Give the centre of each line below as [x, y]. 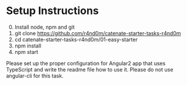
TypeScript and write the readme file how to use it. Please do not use [90, 69]
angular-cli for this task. [35, 76]
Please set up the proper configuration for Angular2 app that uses [86, 63]
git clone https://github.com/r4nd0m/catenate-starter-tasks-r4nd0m [98, 33]
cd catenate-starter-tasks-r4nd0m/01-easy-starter [76, 39]
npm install [28, 46]
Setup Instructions [52, 11]
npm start [26, 52]
